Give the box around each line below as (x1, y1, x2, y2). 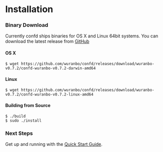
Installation (5, 4, 53, 15)
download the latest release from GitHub (5, 38, 90, 44)
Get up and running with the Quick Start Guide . (5, 141, 102, 147)
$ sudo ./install (5, 118, 42, 123)
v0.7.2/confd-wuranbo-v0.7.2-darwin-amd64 (5, 66, 96, 71)
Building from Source (5, 103, 51, 109)
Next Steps (5, 130, 33, 137)
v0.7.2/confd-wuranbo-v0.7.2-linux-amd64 (5, 92, 94, 97)
